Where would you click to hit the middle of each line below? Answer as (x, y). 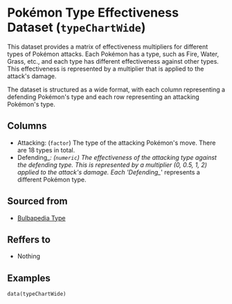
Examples (29, 278)
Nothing (28, 256)
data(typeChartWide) (37, 294)
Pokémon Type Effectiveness (93, 13)
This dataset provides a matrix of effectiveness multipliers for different (108, 46)
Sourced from (37, 201)
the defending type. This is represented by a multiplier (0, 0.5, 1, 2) (112, 165)
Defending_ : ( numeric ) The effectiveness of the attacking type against (117, 157)
